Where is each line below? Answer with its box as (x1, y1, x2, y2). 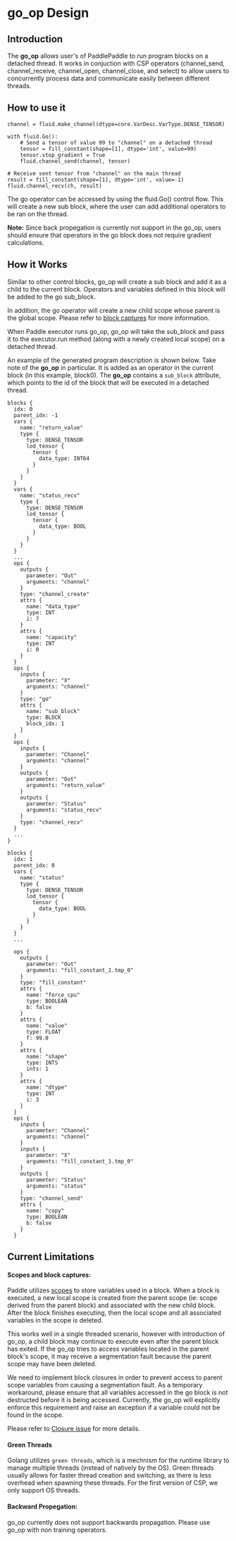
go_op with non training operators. (7, 1525, 108, 1534)
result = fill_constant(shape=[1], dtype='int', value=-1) (7, 176, 185, 183)
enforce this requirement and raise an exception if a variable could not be (7, 1404, 221, 1412)
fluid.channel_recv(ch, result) (7, 182, 102, 190)
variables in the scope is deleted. (7, 1316, 104, 1325)
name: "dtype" (25, 1084, 68, 1091)
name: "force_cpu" (25, 991, 80, 998)
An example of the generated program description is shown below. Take (7, 356, 216, 364)
